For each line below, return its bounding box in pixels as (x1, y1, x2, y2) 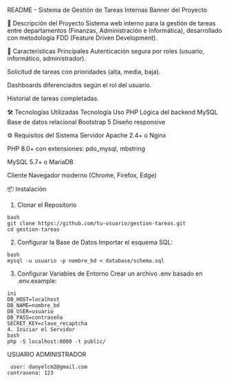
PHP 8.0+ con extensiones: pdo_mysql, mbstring (7, 144, 146, 153)
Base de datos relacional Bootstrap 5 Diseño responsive (7, 118, 166, 126)
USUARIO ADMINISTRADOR (7, 350, 87, 358)
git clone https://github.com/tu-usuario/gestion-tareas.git (7, 220, 186, 227)
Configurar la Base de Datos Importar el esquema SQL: (17, 238, 173, 246)
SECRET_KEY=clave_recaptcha (7, 320, 88, 327)
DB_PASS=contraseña (7, 314, 63, 321)
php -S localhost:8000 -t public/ (7, 338, 107, 345)
